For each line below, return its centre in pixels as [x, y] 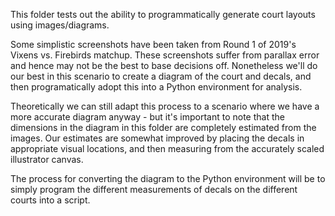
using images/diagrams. [60, 25]
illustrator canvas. [47, 159]
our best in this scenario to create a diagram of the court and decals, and [161, 76]
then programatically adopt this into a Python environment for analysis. [156, 87]
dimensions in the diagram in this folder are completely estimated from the [163, 127]
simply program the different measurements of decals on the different [154, 189]
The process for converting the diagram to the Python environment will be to [168, 178]
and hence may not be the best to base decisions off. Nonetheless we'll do [164, 65]
